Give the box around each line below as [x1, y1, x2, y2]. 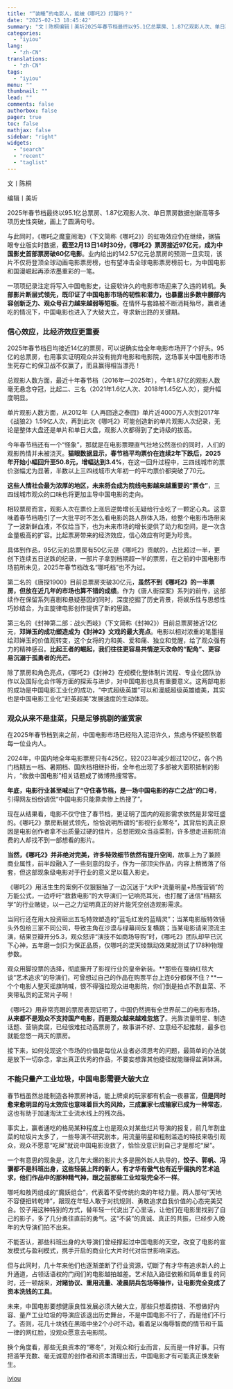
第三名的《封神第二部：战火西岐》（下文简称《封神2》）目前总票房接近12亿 [7, 619, 218, 627]
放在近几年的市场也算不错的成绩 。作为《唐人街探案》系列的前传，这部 [25, 587, 226, 595]
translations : [7, 56, 49, 63]
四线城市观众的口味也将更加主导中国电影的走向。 [7, 490, 147, 498]
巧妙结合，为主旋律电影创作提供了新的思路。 [7, 604, 135, 612]
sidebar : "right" [7, 133, 58, 140]
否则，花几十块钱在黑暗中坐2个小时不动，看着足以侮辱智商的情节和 [19, 1319, 212, 1328]
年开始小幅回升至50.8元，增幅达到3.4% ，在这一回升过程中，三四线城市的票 [7, 458, 225, 466]
